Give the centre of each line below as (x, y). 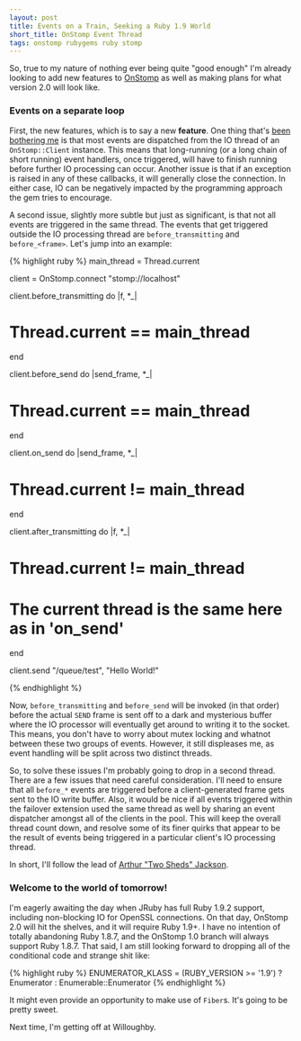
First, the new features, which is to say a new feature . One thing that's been (150, 130)
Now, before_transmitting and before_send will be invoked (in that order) (145, 705)
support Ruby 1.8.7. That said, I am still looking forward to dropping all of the (150, 946)
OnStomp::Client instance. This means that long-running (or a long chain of (148, 149)
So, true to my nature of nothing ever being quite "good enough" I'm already (150, 68)
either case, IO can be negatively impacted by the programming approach (146, 188)
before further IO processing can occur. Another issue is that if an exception (150, 168)
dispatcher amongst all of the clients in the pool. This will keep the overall (145, 819)
